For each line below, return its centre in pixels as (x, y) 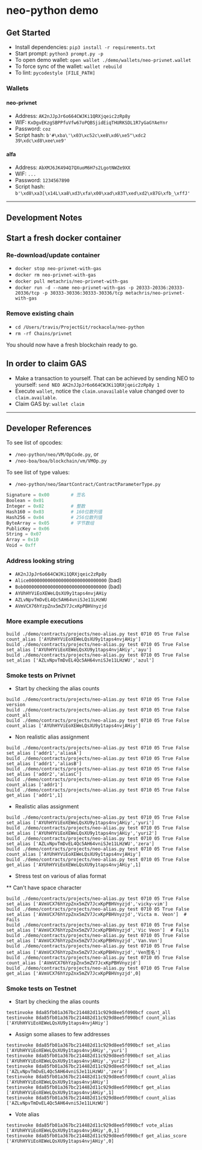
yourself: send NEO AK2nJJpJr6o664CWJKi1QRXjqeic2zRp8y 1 (87, 384)
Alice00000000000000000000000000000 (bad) (68, 580)
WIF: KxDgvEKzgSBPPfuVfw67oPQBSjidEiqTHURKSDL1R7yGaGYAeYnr (91, 122)
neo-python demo (52, 11)
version (16, 704)
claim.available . (36, 397)
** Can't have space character (44, 887)
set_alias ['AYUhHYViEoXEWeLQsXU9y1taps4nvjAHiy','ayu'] (79, 650)
